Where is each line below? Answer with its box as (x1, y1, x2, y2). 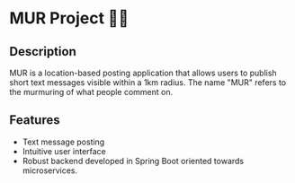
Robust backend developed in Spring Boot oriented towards (22, 155, 245, 166)
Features (9, 112, 60, 128)
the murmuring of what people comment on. (9, 87, 174, 97)
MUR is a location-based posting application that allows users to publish (9, 67, 277, 78)
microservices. (22, 165, 78, 176)
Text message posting (22, 136, 105, 147)
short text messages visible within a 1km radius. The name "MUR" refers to (9, 77, 286, 88)
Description (9, 44, 76, 59)
